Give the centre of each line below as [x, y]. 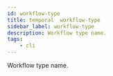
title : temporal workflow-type [54, 20]
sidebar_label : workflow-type [51, 26]
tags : [15, 39]
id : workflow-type [34, 13]
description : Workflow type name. [57, 33]
